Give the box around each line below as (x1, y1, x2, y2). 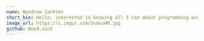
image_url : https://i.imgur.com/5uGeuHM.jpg (6, 20, 121, 26)
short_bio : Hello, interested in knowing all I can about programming (6, 14, 189, 20)
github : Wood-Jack (6, 25, 53, 32)
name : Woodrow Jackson (6, 8, 64, 15)
